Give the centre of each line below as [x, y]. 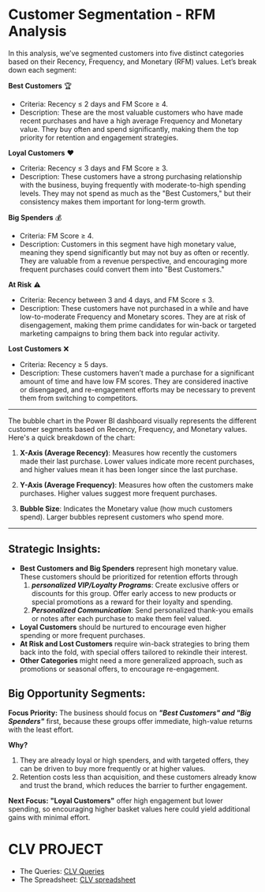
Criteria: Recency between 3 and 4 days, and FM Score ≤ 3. [117, 300]
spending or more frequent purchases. [82, 635]
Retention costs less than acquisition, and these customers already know [138, 777]
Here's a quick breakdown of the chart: [72, 437]
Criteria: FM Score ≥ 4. [57, 235]
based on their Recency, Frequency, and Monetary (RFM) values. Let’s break [132, 62]
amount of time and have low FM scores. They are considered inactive [134, 381]
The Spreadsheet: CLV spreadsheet [78, 879]
